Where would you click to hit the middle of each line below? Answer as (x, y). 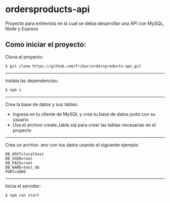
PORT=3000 (16, 172)
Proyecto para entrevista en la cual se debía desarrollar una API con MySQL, (85, 23)
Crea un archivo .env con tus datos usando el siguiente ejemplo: (72, 145)
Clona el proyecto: (24, 57)
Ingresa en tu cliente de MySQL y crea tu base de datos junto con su (84, 114)
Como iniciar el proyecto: (46, 45)
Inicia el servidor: (23, 186)
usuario (20, 119)
